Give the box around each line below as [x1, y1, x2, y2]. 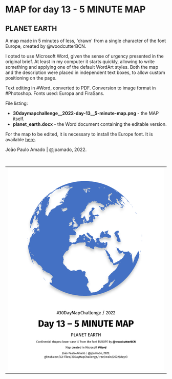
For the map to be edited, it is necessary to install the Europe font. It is [5, 131, 153, 137]
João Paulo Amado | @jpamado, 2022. [5, 146, 87, 153]
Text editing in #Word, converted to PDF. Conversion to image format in [5, 85, 156, 91]
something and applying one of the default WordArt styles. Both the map [5, 64, 159, 70]
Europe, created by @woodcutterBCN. [5, 43, 87, 49]
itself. [12, 116, 25, 122]
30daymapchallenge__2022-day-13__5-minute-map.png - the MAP [12, 110, 159, 116]
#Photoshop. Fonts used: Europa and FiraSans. [5, 90, 105, 96]
